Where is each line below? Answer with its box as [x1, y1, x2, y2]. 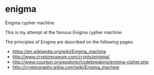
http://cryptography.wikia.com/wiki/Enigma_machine [12, 64, 120, 70]
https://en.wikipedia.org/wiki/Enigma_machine [12, 48, 107, 54]
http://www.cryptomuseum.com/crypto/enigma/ [12, 53, 110, 60]
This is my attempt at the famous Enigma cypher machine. [5, 29, 123, 35]
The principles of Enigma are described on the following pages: [5, 38, 134, 45]
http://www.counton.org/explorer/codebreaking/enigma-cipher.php [12, 59, 149, 65]
